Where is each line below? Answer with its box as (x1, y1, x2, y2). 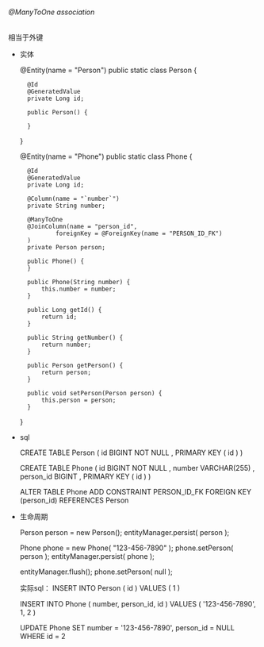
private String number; (27, 202, 105, 210)
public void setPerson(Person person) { (27, 390, 163, 398)
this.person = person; (40, 396, 117, 405)
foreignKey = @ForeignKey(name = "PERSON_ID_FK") (55, 229, 223, 238)
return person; (40, 368, 91, 377)
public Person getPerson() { (27, 362, 124, 370)
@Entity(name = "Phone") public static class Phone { (19, 152, 193, 161)
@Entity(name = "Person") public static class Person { (19, 65, 197, 75)
